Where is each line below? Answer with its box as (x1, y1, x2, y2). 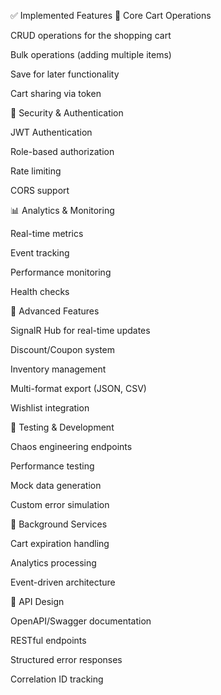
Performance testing (10, 460, 95, 472)
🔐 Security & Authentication (10, 107, 124, 119)
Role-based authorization (10, 146, 115, 157)
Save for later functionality (10, 68, 120, 80)
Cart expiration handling (10, 538, 110, 549)
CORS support (10, 185, 70, 196)
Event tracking (10, 247, 70, 259)
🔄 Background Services (10, 518, 108, 530)
